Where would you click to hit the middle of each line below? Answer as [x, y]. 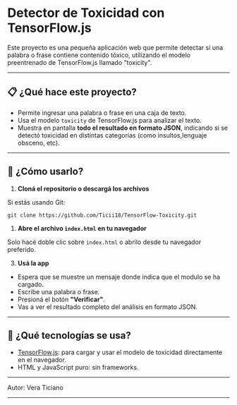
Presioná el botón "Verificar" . [61, 299]
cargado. [31, 284]
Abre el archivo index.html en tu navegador [82, 228]
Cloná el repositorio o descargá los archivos [83, 188]
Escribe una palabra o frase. [59, 291]
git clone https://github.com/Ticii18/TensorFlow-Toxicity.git [102, 215]
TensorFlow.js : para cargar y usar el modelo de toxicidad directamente [120, 352]
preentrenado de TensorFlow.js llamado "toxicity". [80, 62]
